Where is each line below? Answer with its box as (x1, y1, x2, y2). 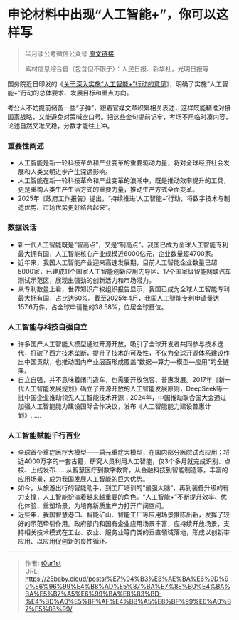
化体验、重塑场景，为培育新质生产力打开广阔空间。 (17, 502, 168, 510)
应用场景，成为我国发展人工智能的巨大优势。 (17, 475, 149, 483)
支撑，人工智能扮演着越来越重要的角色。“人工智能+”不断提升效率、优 (23, 492, 228, 501)
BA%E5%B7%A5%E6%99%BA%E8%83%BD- (24, 589, 162, 599)
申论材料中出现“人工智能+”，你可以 (7, 6, 217, 23)
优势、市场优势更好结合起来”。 (23, 203, 115, 212)
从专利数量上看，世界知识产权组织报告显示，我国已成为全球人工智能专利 (17, 284, 230, 293)
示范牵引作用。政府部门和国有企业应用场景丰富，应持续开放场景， (30, 520, 224, 528)
